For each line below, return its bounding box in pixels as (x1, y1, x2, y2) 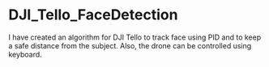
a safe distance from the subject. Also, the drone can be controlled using (8, 40, 252, 50)
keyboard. (8, 49, 42, 59)
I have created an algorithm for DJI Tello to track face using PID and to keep (8, 32, 262, 42)
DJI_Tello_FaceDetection (8, 6, 178, 24)
